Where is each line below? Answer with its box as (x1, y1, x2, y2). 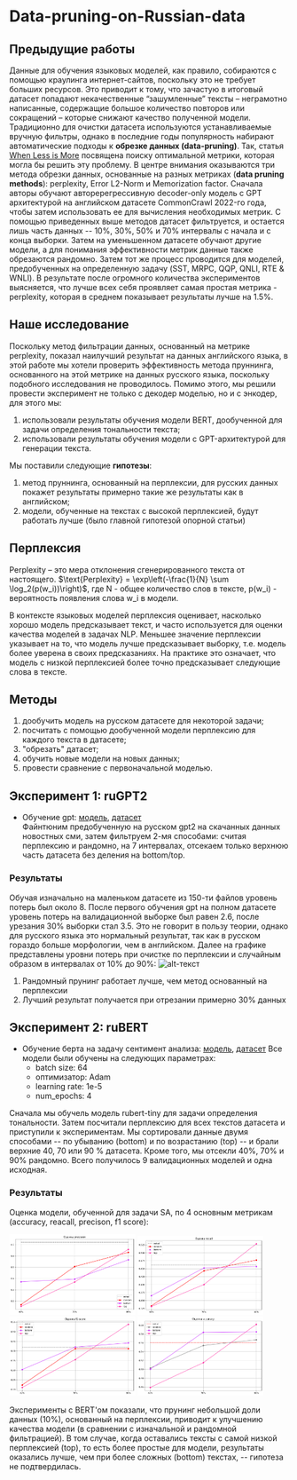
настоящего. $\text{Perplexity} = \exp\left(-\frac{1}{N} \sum (9, 574, 229, 584)
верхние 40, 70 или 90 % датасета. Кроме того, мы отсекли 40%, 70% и (9, 1145, 285, 1156)
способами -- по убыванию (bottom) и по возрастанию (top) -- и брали (9, 1136, 279, 1147)
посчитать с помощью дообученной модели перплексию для (21, 725, 256, 736)
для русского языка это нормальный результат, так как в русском (9, 930, 261, 940)
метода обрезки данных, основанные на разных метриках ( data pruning (9, 169, 285, 179)
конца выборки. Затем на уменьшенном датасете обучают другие (9, 235, 262, 245)
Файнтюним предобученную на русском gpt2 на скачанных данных (21, 821, 281, 832)
